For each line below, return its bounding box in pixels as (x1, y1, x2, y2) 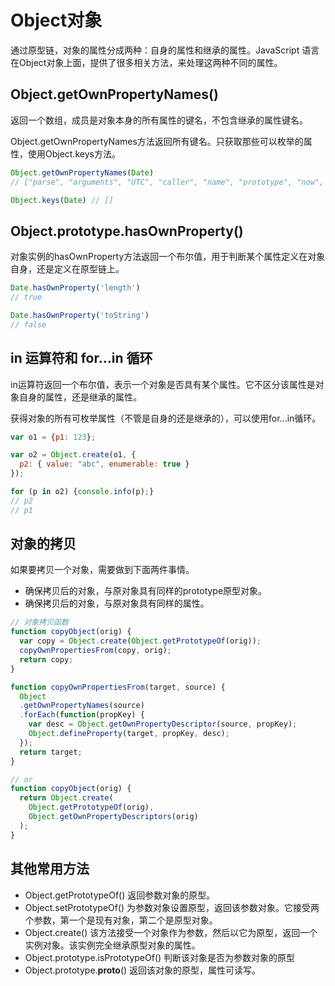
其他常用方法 (10, 861, 90, 878)
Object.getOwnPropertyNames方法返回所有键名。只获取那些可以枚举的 (10, 135, 304, 147)
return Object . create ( (19, 793, 114, 803)
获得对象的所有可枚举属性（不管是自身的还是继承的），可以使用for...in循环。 (10, 412, 322, 424)
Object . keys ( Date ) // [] (10, 195, 114, 205)
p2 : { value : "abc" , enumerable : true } (19, 459, 190, 470)
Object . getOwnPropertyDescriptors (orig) (28, 812, 199, 822)
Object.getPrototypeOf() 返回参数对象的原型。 (24, 889, 216, 901)
